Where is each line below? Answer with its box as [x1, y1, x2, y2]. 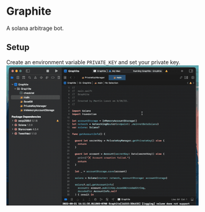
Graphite [6, 4, 52, 18]
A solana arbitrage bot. [6, 24, 64, 32]
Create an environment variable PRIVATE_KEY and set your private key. [6, 58, 181, 65]
